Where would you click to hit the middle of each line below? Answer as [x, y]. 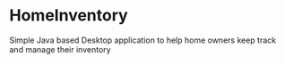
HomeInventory [69, 16]
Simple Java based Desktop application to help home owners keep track [142, 40]
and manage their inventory [60, 49]
